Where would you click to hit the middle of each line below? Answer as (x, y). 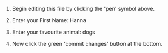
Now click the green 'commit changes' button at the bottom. (87, 44)
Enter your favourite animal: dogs (53, 32)
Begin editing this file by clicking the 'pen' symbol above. (83, 9)
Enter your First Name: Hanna (49, 20)
